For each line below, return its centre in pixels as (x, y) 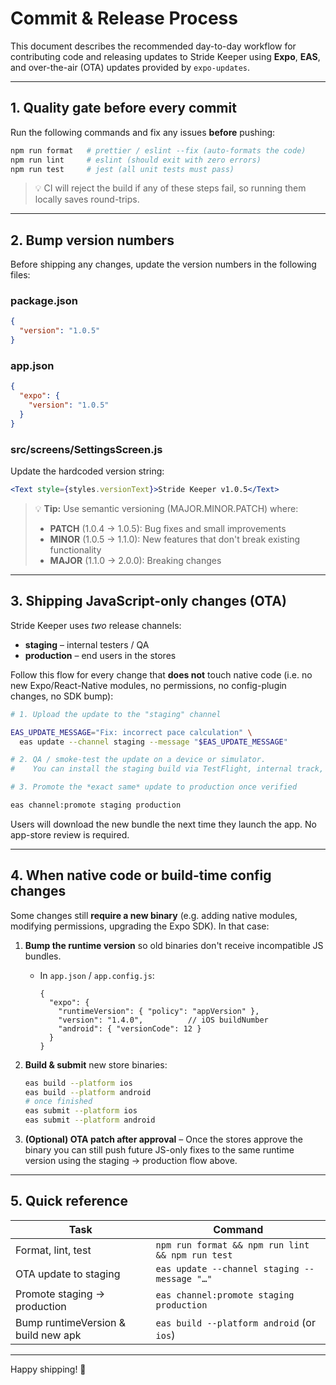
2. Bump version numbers (92, 240)
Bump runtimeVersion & (71, 1322)
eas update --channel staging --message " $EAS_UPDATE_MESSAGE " (153, 742)
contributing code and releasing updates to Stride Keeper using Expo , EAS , (165, 56)
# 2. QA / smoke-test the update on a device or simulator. (138, 760)
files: (20, 275)
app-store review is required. (70, 834)
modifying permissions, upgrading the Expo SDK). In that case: (140, 926)
